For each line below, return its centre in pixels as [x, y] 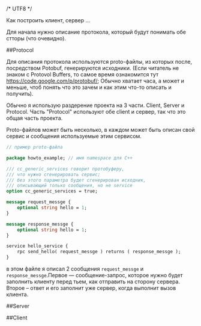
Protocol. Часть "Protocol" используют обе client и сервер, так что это [96, 112]
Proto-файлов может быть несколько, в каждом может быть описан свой [100, 130]
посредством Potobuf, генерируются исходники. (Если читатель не [92, 68]
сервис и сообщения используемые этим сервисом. [74, 136]
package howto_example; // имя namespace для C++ [70, 158]
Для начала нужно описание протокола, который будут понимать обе [96, 32]
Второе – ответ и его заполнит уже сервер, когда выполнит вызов [91, 288]
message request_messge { [38, 202]
